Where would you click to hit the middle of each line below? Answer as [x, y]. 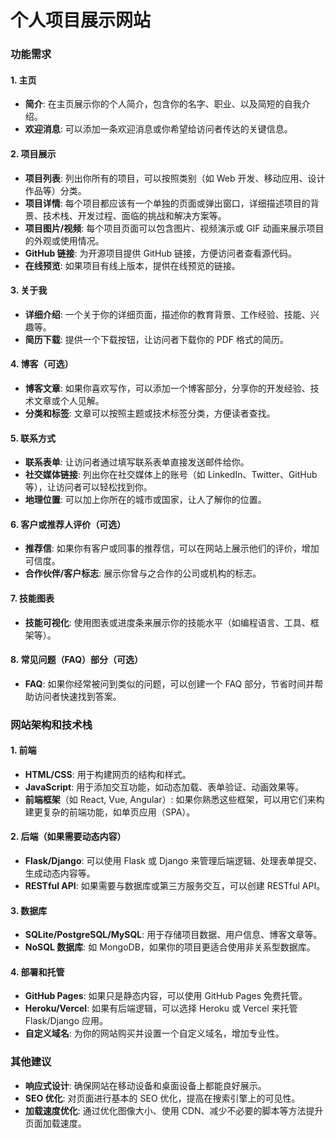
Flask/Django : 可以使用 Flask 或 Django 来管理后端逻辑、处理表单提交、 [173, 861]
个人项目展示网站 [81, 20]
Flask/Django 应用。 [66, 1021]
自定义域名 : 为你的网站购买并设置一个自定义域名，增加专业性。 [154, 1033]
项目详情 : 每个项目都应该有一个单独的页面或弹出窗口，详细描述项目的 [167, 203]
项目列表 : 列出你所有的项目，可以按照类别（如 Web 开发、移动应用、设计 [175, 178]
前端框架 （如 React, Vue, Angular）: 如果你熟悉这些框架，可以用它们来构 [174, 799]
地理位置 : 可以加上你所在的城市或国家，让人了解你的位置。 [145, 500]
